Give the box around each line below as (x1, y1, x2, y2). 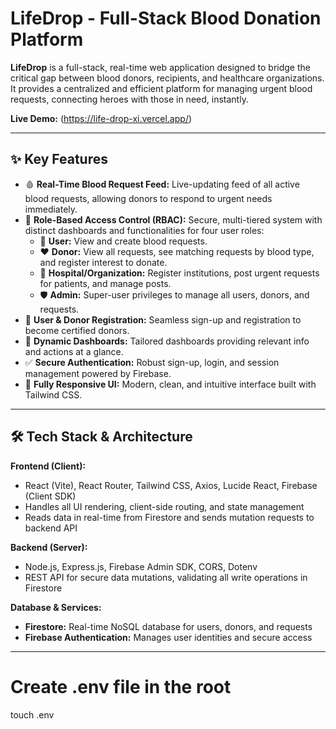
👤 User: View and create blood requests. (39, 235, 208, 247)
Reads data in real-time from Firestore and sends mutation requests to (24, 511, 315, 523)
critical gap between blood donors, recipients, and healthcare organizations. (10, 72, 325, 84)
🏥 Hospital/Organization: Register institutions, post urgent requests (39, 267, 320, 279)
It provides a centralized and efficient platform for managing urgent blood (10, 82, 313, 94)
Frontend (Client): (10, 460, 87, 472)
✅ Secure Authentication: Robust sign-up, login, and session (24, 356, 280, 368)
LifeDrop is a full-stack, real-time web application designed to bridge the (10, 61, 311, 73)
